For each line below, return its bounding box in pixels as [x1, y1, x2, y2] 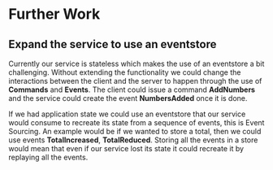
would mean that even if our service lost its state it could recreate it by [8, 144, 245, 153]
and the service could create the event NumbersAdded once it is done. [8, 94, 248, 102]
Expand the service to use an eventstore [8, 37, 217, 51]
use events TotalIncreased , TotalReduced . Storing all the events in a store [8, 135, 258, 145]
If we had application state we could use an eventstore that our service [8, 109, 246, 119]
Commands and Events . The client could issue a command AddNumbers [8, 85, 256, 94]
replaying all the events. [8, 152, 89, 162]
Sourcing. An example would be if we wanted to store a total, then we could [8, 127, 262, 136]
